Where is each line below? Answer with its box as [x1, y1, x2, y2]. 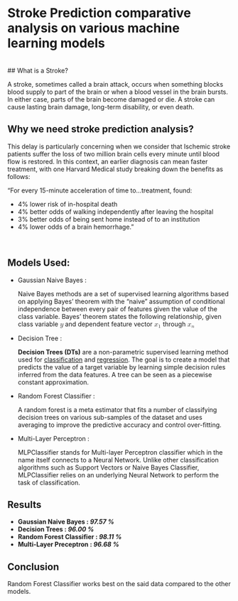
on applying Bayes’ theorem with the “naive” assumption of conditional [17, 297, 225, 305]
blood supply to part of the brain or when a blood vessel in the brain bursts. [7, 87, 229, 96]
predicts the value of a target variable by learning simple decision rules [17, 362, 226, 371]
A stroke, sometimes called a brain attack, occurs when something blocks [7, 80, 224, 88]
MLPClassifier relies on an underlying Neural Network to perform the [17, 470, 219, 479]
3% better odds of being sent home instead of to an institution [17, 215, 200, 223]
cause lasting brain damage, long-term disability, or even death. [7, 102, 195, 111]
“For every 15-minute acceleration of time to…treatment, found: [7, 186, 193, 195]
